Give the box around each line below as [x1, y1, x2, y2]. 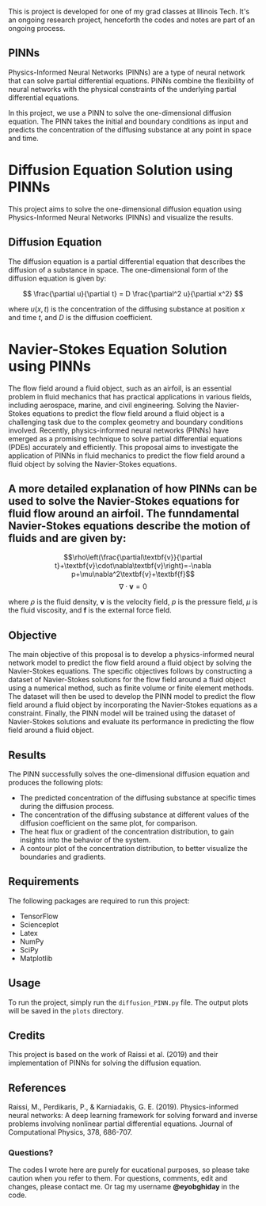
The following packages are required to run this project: [8, 895, 190, 906]
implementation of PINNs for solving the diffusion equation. [8, 1058, 202, 1068]
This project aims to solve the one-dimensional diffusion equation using [8, 204, 241, 213]
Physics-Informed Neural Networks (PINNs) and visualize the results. [8, 212, 234, 222]
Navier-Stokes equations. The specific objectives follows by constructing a [8, 666, 253, 676]
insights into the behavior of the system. [19, 835, 151, 845]
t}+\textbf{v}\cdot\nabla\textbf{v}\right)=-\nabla [54, 561, 212, 571]
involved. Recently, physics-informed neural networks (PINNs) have [8, 426, 230, 435]
